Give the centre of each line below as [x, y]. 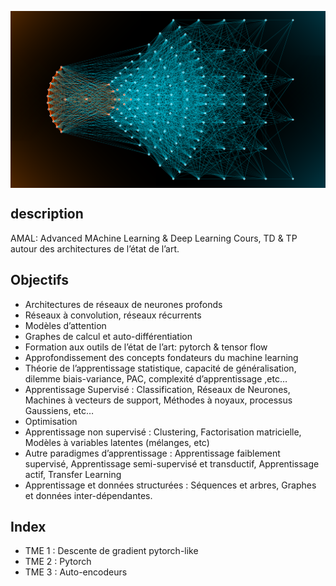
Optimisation [51, 421]
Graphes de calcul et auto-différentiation [108, 336]
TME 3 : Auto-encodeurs [76, 572]
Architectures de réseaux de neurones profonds [123, 304]
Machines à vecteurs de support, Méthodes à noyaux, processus [158, 400]
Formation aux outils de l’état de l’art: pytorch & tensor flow [146, 347]
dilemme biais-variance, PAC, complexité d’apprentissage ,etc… [156, 378]
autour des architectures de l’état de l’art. [95, 248]
